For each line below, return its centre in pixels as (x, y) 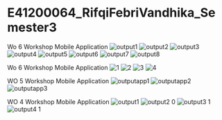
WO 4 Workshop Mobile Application (58, 101)
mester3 (32, 27)
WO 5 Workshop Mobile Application (58, 80)
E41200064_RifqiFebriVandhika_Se (111, 13)
